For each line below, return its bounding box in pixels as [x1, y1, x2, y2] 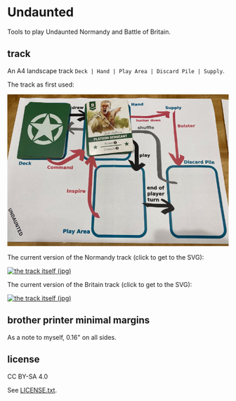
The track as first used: [7, 80, 75, 89]
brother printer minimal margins [7, 314, 150, 326]
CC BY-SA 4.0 [7, 372, 48, 381]
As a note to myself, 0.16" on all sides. [7, 333, 117, 341]
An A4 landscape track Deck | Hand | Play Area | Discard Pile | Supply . [7, 66, 225, 75]
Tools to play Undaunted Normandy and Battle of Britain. [7, 27, 171, 36]
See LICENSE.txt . [7, 386, 58, 394]
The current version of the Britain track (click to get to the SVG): [7, 280, 192, 288]
